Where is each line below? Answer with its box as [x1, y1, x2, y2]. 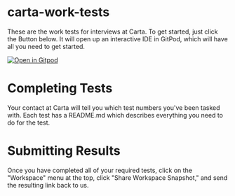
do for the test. [7, 118, 51, 127]
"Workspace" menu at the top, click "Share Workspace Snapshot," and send [7, 173, 228, 182]
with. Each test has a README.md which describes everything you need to [7, 111, 223, 119]
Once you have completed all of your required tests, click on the [7, 166, 193, 174]
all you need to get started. [7, 42, 86, 50]
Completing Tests [7, 80, 113, 97]
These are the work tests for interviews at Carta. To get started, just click [7, 27, 219, 36]
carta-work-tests [7, 4, 110, 20]
